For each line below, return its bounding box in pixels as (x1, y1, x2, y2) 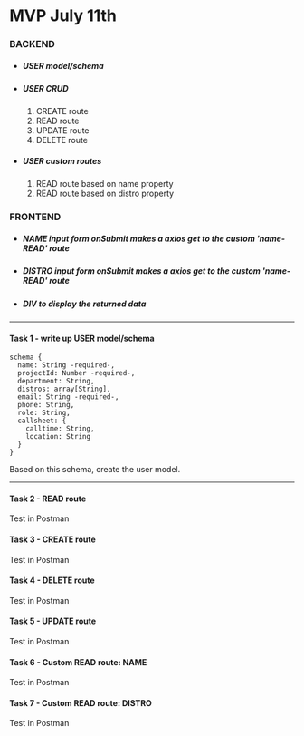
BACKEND (9, 38, 56, 51)
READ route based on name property (35, 179, 174, 189)
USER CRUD (22, 83, 70, 94)
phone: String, (17, 401, 75, 410)
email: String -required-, (17, 392, 119, 402)
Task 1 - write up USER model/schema (9, 333, 156, 344)
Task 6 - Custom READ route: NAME (9, 656, 147, 667)
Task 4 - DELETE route (9, 575, 95, 586)
